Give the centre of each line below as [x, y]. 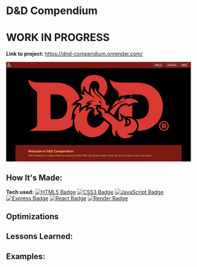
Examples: [26, 256]
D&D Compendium [52, 11]
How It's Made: [34, 178]
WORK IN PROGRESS [58, 38]
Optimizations [32, 217]
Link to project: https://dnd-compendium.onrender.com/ [74, 54]
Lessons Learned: [40, 236]
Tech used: [20, 192]
